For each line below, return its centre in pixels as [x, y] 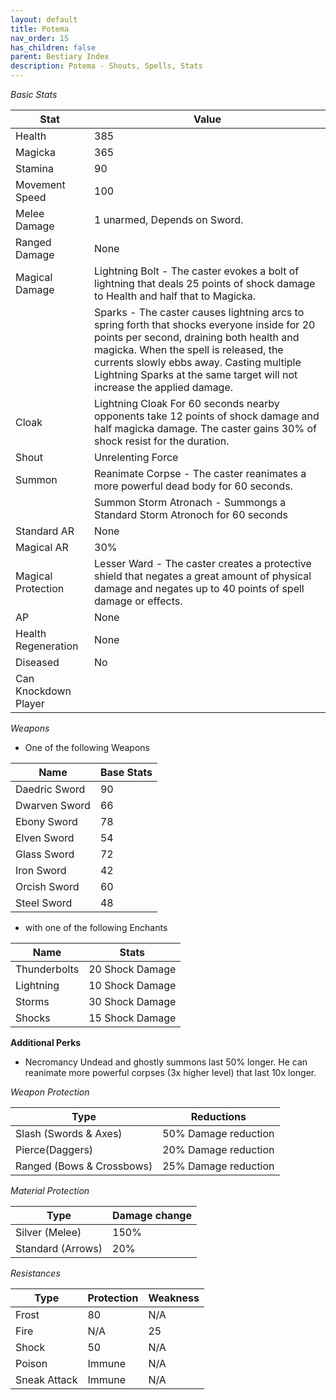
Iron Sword [41, 870]
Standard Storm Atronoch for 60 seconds [191, 514]
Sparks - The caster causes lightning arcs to [199, 312]
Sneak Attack [46, 1379]
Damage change [152, 1215]
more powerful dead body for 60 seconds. [193, 486]
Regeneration [47, 646]
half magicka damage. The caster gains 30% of [205, 428]
